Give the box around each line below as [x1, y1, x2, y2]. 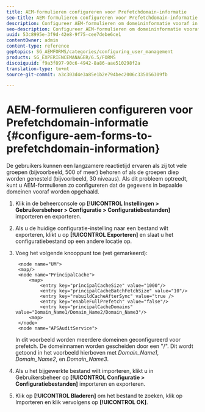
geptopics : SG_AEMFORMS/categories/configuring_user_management [6, 49, 173, 55]
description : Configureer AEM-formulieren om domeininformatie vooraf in [6, 20, 198, 26]
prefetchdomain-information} [6, 142, 160, 156]
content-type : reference [6, 43, 70, 49]
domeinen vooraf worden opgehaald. [6, 188, 99, 195]
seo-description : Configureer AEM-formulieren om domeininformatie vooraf [6, 26, 201, 32]
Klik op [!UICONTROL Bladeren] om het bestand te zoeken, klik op [15, 392, 183, 400]
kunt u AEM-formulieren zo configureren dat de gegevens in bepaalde [6, 181, 183, 189]
